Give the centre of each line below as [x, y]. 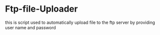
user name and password [30, 27]
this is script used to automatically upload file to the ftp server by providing [80, 22]
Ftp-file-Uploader [41, 9]
